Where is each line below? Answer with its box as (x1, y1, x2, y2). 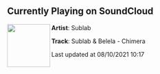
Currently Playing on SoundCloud (7, 5, 154, 17)
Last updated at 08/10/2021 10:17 (51, 50, 145, 58)
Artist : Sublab (51, 23, 91, 32)
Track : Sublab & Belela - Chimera (51, 37, 146, 45)
